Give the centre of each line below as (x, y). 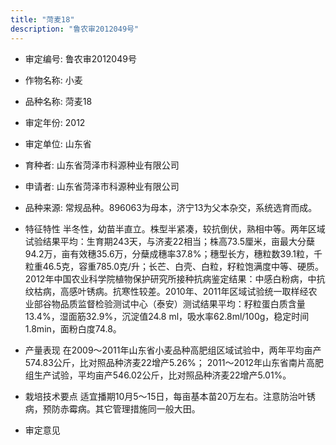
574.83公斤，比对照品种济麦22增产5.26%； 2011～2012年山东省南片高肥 (174, 362)
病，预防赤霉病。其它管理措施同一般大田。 (112, 408)
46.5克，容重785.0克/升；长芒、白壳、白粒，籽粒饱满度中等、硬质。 (183, 266)
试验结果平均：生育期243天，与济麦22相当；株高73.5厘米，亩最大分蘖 (170, 241)
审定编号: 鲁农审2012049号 (80, 58)
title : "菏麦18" (42, 19)
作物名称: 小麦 (53, 80)
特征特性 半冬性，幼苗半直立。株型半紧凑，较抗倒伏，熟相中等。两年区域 (175, 228)
